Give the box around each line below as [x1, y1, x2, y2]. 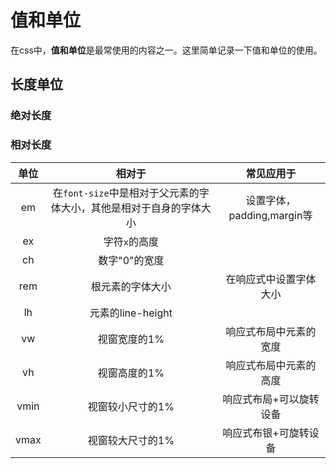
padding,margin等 [228, 208, 313, 222]
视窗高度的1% [97, 366, 165, 380]
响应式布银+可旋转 [222, 426, 310, 440]
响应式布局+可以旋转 [222, 392, 320, 406]
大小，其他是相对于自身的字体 [60, 201, 202, 215]
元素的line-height [89, 306, 173, 320]
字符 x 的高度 [103, 234, 159, 248]
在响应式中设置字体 [225, 272, 317, 286]
